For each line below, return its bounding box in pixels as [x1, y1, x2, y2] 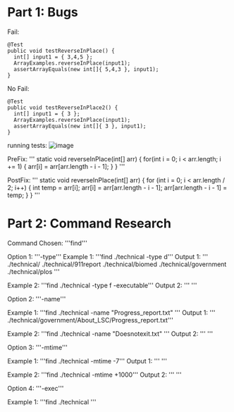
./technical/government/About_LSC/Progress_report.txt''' [7, 316, 174, 324]
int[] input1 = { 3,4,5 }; [13, 54, 93, 61]
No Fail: [7, 84, 30, 92]
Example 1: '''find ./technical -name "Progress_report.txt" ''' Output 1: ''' [7, 308, 216, 317]
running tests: [7, 141, 48, 149]
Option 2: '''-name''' [7, 294, 66, 303]
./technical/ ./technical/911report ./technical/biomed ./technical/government [7, 260, 227, 268]
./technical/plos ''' [7, 267, 60, 275]
